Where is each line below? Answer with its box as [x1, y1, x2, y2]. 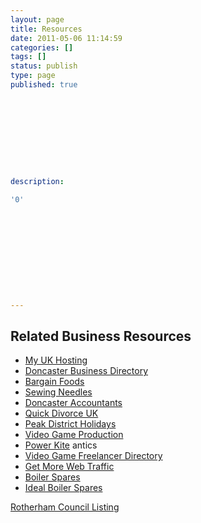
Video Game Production [24, 429, 124, 441]
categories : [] [10, 42, 74, 53]
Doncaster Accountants [24, 397, 123, 409]
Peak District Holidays [24, 418, 117, 430]
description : [10, 176, 65, 186]
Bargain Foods [24, 376, 85, 388]
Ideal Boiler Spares [24, 482, 103, 494]
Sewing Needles [24, 386, 93, 398]
